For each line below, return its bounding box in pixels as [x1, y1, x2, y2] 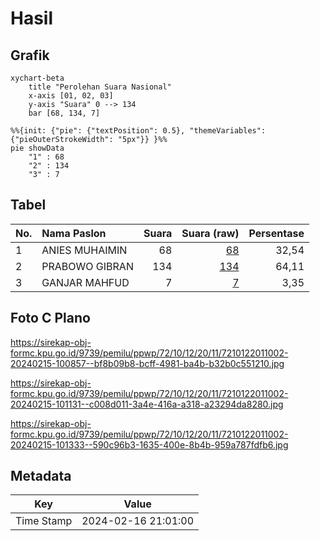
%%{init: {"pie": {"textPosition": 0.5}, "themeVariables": [10, 126, 267, 136]
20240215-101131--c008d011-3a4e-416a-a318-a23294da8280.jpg [10, 398, 284, 410]
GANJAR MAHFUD [41, 275, 130, 289]
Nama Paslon [41, 226, 107, 240]
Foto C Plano [10, 310, 91, 327]
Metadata [10, 468, 72, 485]
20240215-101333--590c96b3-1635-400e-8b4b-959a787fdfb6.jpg [10, 438, 289, 451]
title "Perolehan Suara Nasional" [28, 82, 172, 92]
